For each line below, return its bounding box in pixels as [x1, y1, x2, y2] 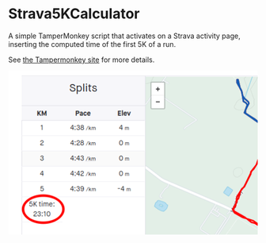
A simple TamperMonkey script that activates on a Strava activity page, [8, 31, 241, 40]
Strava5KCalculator [8, 5, 140, 23]
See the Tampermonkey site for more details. [8, 55, 155, 64]
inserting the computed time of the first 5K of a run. [8, 39, 177, 48]
